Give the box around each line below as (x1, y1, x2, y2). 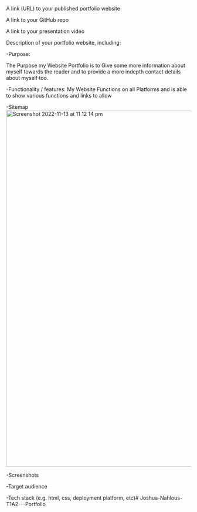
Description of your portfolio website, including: (6, 39, 121, 46)
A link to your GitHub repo (6, 16, 69, 23)
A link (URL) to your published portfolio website (6, 5, 120, 12)
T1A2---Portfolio (6, 501, 46, 507)
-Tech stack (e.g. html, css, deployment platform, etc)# (6, 494, 139, 501)
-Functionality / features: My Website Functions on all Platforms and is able (6, 86, 188, 93)
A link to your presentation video (6, 28, 85, 35)
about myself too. (6, 75, 49, 81)
